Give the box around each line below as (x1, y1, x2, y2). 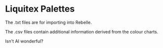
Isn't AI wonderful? (5, 38, 43, 44)
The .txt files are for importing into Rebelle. (5, 19, 92, 25)
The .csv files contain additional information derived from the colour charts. (5, 29, 159, 34)
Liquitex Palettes (5, 3, 75, 15)
